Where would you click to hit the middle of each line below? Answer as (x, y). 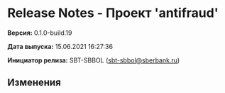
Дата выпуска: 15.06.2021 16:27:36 (60, 46)
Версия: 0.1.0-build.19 (40, 33)
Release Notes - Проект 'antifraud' (113, 13)
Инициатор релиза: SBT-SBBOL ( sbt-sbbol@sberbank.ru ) (94, 60)
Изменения (34, 83)
